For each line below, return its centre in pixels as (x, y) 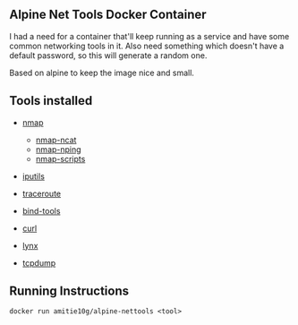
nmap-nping (59, 149)
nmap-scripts (60, 158)
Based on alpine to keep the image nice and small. (102, 73)
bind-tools (41, 210)
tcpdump (39, 262)
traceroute (41, 193)
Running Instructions (69, 291)
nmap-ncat (56, 140)
